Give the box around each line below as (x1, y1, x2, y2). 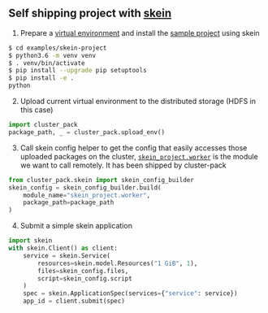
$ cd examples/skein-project (8, 44, 107, 52)
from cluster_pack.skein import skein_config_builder (8, 176, 195, 184)
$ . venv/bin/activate (8, 59, 85, 67)
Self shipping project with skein (8, 7, 172, 20)
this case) (19, 105, 54, 115)
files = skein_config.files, (37, 267, 129, 275)
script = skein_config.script (37, 274, 132, 283)
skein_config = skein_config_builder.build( (8, 183, 162, 192)
